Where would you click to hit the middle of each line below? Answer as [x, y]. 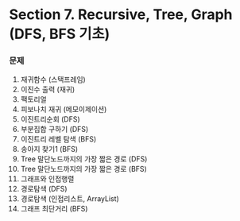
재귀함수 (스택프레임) [53, 79]
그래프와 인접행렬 [47, 179]
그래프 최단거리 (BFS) [54, 209]
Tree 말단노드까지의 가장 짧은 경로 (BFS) [84, 169]
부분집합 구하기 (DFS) [54, 130]
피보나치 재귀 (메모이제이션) [64, 110]
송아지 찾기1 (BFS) [49, 149]
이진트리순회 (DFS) [50, 119]
